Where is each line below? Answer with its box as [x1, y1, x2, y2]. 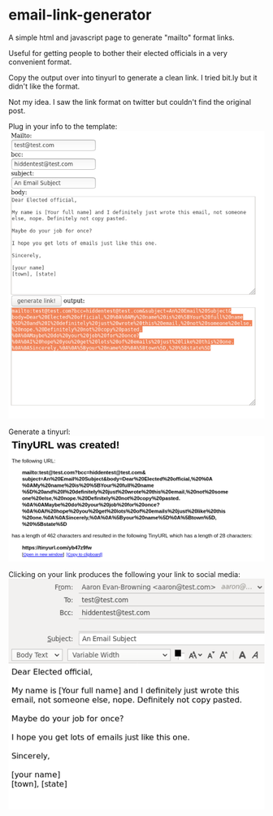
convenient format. [8, 57, 72, 67]
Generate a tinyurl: [8, 427, 71, 436]
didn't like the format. [8, 81, 80, 91]
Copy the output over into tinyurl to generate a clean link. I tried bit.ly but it [8, 72, 258, 82]
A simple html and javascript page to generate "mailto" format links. [8, 33, 235, 42]
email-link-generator [8, 6, 152, 24]
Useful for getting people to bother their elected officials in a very [8, 48, 227, 58]
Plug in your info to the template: [8, 121, 118, 131]
